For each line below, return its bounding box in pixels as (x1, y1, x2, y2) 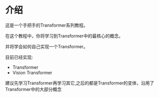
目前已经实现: (5, 54, 34, 60)
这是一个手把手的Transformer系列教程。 (5, 22, 88, 28)
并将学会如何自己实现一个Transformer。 (5, 43, 88, 49)
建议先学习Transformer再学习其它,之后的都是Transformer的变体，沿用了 (5, 80, 154, 86)
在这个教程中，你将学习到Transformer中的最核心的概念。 (5, 33, 123, 39)
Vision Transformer (12, 69, 53, 75)
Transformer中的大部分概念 (5, 86, 62, 92)
